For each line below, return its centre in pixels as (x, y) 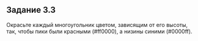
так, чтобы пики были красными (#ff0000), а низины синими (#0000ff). (99, 31)
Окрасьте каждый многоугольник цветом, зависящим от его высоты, (97, 24)
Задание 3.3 (31, 10)
